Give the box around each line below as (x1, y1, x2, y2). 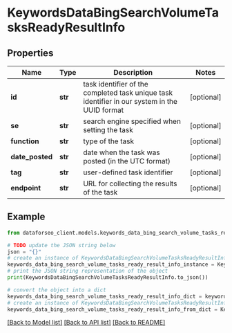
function (10, 136, 39, 146)
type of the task (82, 136, 135, 146)
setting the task (82, 125, 133, 134)
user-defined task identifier (82, 168, 173, 177)
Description (113, 68, 153, 77)
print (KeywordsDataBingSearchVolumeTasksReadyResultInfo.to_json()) (7, 274, 209, 281)
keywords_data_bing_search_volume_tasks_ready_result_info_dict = (7, 293, 202, 300)
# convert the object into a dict (7, 286, 107, 294)
